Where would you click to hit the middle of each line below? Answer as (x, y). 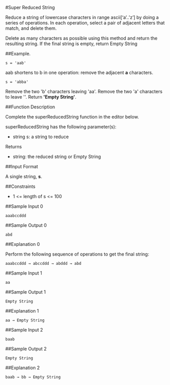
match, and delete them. (31, 28)
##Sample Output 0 (26, 225)
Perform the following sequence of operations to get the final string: (77, 254)
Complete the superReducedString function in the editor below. (72, 117)
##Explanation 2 (23, 368)
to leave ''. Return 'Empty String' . (41, 97)
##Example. (18, 54)
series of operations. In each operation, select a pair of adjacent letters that (85, 23)
